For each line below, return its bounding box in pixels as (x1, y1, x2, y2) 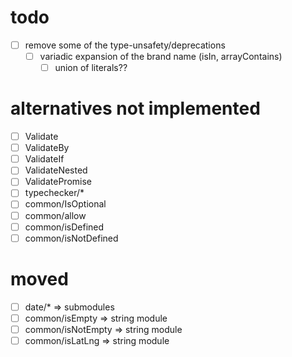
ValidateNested (24, 164, 88, 176)
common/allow (24, 209, 87, 221)
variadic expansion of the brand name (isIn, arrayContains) (39, 51, 283, 62)
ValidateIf (24, 153, 65, 165)
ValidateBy (24, 142, 70, 154)
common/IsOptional (24, 198, 107, 210)
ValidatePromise (24, 176, 92, 188)
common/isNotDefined (24, 232, 119, 244)
